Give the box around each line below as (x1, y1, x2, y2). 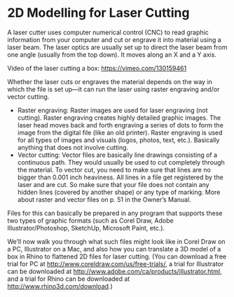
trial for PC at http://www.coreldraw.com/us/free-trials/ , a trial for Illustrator (7, 259, 224, 268)
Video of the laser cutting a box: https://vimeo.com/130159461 (7, 64, 187, 72)
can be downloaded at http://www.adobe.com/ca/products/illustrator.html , (7, 267, 222, 275)
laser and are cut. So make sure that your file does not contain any (17, 180, 209, 188)
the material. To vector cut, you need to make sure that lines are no (17, 165, 212, 174)
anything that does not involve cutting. (17, 143, 129, 151)
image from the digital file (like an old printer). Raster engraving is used (17, 128, 223, 137)
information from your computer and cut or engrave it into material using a (7, 35, 222, 43)
